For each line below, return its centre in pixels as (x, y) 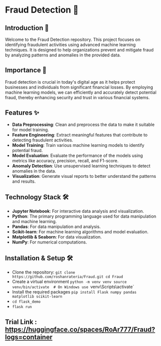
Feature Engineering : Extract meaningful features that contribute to (80, 135)
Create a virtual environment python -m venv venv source (69, 282)
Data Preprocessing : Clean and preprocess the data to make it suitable (83, 124)
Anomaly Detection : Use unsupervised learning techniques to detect (81, 166)
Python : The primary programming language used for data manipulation (84, 216)
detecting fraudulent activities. (43, 140)
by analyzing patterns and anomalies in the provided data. (63, 55)
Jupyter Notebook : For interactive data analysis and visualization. (78, 211)
